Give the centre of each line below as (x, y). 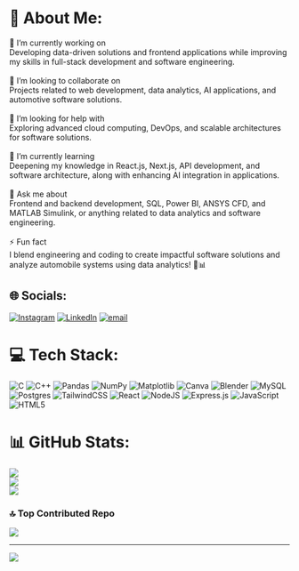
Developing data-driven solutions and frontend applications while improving (148, 52)
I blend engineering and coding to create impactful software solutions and (145, 254)
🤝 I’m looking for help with (57, 118)
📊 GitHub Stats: (70, 442)
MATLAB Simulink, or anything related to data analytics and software (135, 213)
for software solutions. (50, 137)
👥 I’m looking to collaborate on (65, 80)
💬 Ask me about (38, 194)
